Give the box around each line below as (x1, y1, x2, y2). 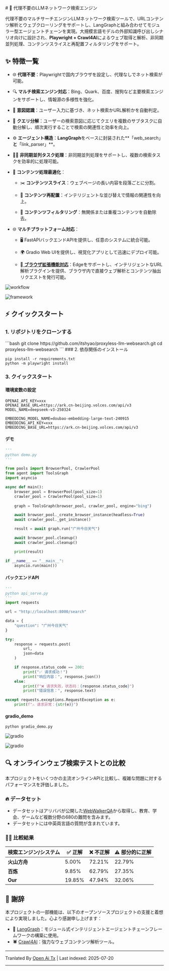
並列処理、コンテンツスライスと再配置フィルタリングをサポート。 (5, 41, 142, 47)
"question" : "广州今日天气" (14, 623, 69, 628)
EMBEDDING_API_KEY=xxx (5, 420, 53, 426)
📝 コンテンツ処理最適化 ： (12, 169, 65, 175)
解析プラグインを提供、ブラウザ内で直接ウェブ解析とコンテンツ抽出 (20, 268, 161, 274)
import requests (5, 600, 39, 605)
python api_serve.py (5, 591, 49, 596)
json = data (23, 651, 44, 656)
